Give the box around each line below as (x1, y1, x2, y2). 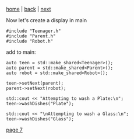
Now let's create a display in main (6, 17, 87, 23)
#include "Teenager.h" (6, 28, 61, 34)
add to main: (6, 48, 36, 55)
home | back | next (6, 6, 51, 12)
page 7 (6, 126, 23, 133)
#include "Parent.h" (6, 33, 57, 39)
